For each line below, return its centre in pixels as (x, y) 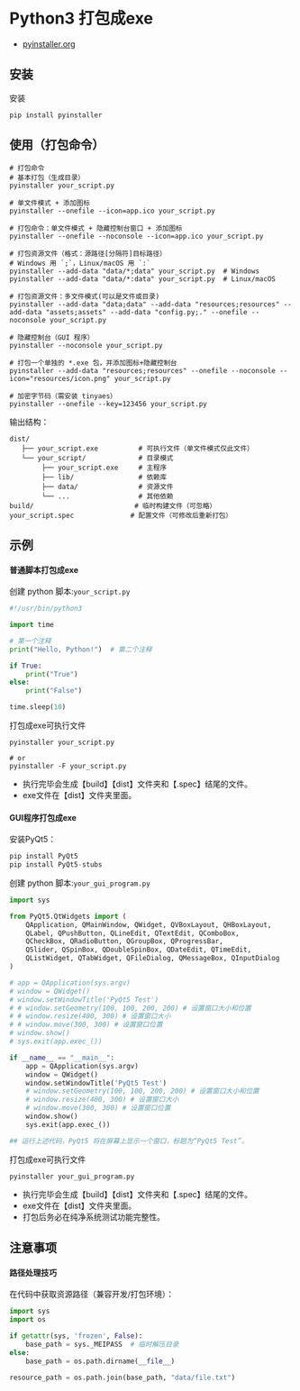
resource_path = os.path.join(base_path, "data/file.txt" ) (123, 1377)
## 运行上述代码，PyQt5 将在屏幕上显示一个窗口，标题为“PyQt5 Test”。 (129, 1141)
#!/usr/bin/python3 (46, 609)
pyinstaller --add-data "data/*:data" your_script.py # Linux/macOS (143, 279)
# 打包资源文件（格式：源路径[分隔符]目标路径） (88, 253)
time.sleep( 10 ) (38, 707)
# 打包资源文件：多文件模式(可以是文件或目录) (85, 296)
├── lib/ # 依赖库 (105, 477)
